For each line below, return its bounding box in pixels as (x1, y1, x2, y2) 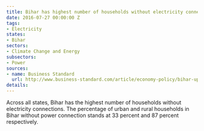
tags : (6, 20, 20, 26)
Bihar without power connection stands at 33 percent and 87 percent (6, 112, 179, 119)
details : (6, 82, 29, 89)
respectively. (6, 118, 38, 125)
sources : (6, 65, 29, 72)
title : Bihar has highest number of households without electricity (6, 8, 183, 15)
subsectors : (6, 54, 36, 60)
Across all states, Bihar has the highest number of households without (6, 99, 182, 106)
